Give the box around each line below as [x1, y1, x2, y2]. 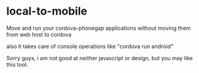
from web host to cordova [6, 30, 72, 38]
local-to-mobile [6, 4, 88, 18]
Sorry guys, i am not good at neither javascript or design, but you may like [6, 54, 193, 61]
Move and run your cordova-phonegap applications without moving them [6, 24, 191, 32]
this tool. [6, 61, 29, 68]
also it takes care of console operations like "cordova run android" [6, 43, 173, 50]
